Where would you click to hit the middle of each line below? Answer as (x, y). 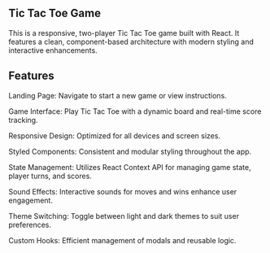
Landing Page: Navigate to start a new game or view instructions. (118, 95)
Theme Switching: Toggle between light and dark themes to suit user (124, 216)
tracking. (23, 120)
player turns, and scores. (50, 176)
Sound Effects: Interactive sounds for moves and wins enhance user (123, 191)
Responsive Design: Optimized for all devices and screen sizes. (115, 135)
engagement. (30, 200)
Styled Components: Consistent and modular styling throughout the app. (130, 151)
